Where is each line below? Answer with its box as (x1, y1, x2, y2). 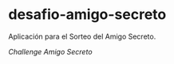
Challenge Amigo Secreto (8, 47, 93, 56)
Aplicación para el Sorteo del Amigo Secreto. (8, 32, 156, 41)
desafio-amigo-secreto (8, 6, 167, 24)
